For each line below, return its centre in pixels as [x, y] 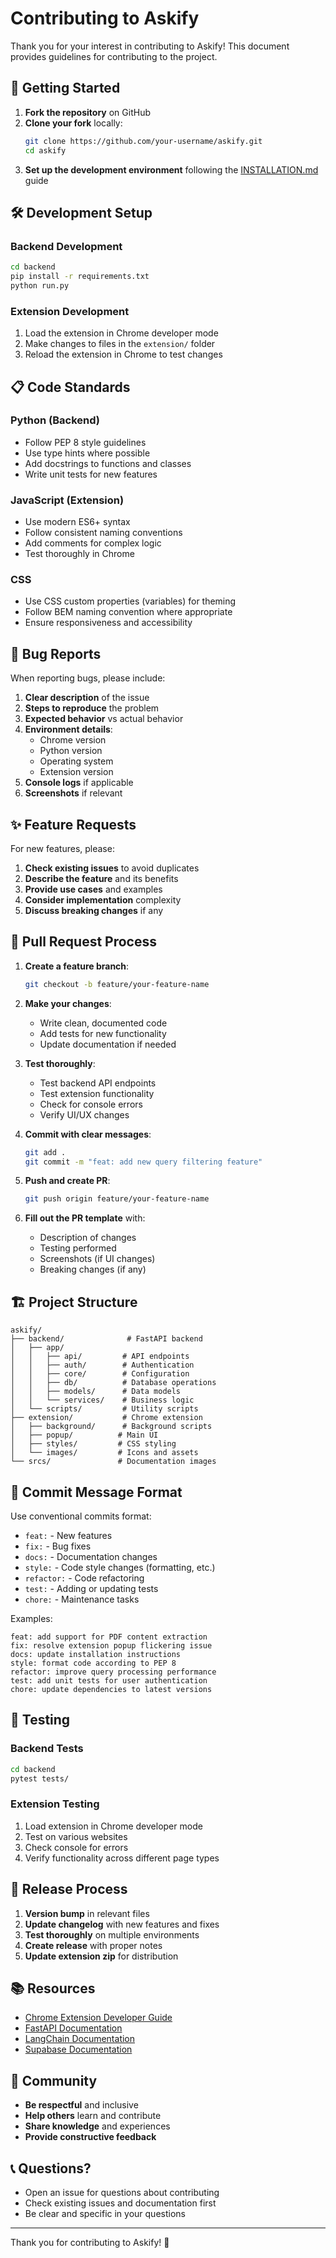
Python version [71, 751]
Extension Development [70, 311]
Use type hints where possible [87, 453]
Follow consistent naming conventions [103, 533]
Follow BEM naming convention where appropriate [128, 612]
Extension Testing [55, 1804]
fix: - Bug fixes [58, 1546]
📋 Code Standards [70, 387]
